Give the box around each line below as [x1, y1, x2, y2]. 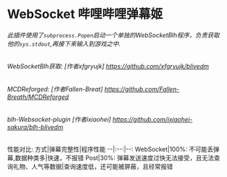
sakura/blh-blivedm [7, 122, 64, 131]
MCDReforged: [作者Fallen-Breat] [7, 85, 103, 93]
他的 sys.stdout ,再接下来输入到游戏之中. [7, 39, 121, 48]
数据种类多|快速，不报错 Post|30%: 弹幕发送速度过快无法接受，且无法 [15, 153, 215, 162]
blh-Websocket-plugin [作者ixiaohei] [7, 115, 111, 123]
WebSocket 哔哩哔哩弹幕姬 [7, 6, 163, 22]
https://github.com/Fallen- [104, 85, 180, 93]
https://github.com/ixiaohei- [112, 115, 193, 123]
